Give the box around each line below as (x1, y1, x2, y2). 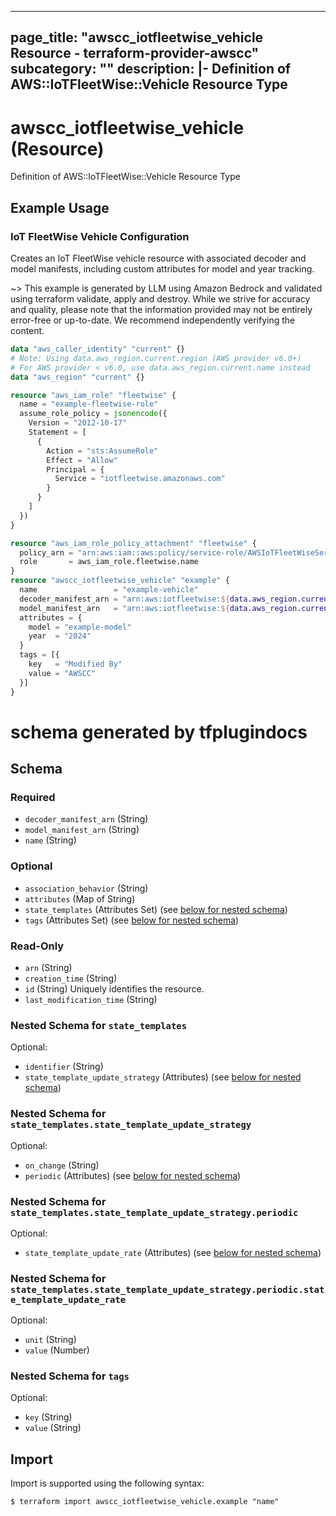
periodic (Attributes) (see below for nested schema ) (24, 1169, 242, 1181)
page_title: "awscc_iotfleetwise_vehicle (10, 29, 264, 46)
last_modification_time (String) (24, 993, 158, 1005)
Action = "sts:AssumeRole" (46, 446, 159, 456)
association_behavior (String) (24, 882, 149, 894)
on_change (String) (24, 1159, 100, 1171)
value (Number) (24, 1344, 90, 1356)
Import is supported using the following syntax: (10, 1477, 205, 1490)
